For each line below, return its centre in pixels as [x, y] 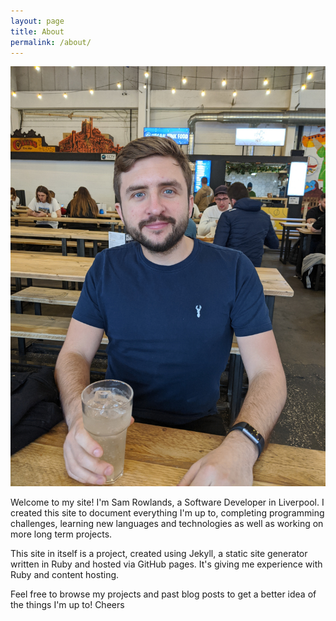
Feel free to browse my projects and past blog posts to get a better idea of [163, 594]
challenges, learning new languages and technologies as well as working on [167, 524]
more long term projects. [61, 534]
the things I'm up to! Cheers [67, 605]
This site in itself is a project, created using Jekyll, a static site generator [159, 554]
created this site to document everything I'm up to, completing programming [167, 513]
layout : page [37, 21]
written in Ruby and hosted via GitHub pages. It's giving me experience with [166, 564]
